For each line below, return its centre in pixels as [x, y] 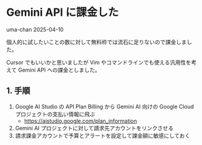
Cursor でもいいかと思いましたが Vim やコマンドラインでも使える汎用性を [99, 62]
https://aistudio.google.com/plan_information [81, 121]
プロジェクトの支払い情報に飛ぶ [55, 114]
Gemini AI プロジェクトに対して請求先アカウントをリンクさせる [94, 128]
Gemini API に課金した [63, 12]
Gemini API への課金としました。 [59, 69]
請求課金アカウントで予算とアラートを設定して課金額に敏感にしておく [103, 135]
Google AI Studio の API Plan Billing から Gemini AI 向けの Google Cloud [104, 106]
